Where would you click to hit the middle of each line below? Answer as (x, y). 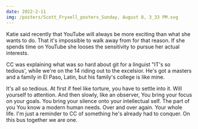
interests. (17, 53)
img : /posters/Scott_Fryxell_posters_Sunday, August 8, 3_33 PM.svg (92, 17)
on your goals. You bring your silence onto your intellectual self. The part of (98, 101)
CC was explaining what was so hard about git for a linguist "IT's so (88, 64)
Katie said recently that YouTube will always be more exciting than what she (98, 34)
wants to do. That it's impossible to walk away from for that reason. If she (95, 40)
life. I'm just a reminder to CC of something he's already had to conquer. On (98, 114)
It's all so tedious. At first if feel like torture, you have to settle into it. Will (94, 88)
